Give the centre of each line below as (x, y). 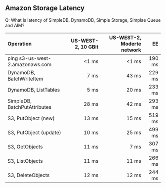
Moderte (131, 44)
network (131, 50)
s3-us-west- (35, 58)
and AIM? (15, 25)
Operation (20, 44)
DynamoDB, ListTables (34, 90)
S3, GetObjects (25, 146)
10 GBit (90, 47)
